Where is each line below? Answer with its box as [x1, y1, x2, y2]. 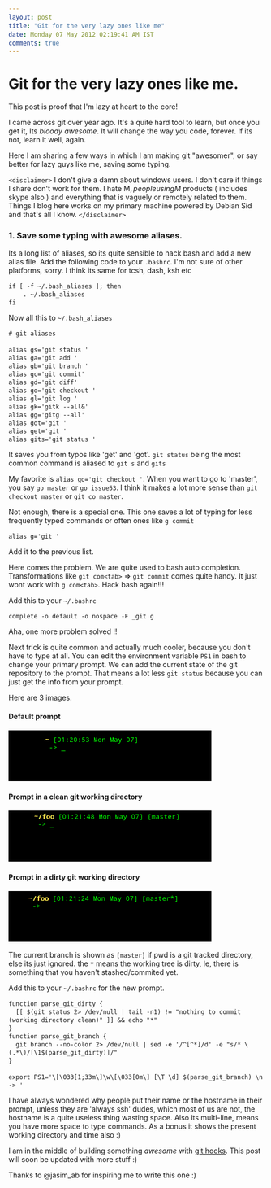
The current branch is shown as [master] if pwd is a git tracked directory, [8, 950, 254, 960]
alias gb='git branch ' [8, 362, 89, 370]
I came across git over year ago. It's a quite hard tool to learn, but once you [8, 118, 260, 128]
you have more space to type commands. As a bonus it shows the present [8, 1121, 257, 1131]
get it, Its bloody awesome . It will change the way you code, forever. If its [8, 126, 253, 136]
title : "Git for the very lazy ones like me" [8, 21, 165, 30]
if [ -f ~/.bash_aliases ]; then [8, 282, 122, 290]
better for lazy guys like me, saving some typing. [8, 159, 171, 169]
